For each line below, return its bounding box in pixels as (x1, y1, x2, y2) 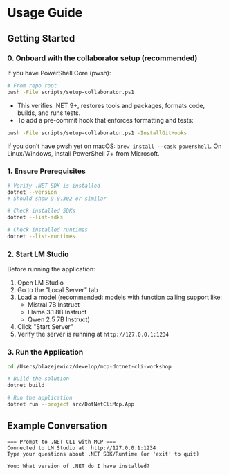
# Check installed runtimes (7, 226, 89, 233)
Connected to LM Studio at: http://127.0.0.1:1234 (7, 445, 156, 451)
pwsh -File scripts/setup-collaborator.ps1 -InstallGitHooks (7, 129, 187, 136)
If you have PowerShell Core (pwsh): (7, 69, 111, 77)
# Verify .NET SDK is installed (7, 182, 100, 189)
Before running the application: (7, 265, 95, 274)
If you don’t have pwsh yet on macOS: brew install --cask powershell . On (7, 142, 222, 150)
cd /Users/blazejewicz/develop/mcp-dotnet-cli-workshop (7, 363, 172, 370)
